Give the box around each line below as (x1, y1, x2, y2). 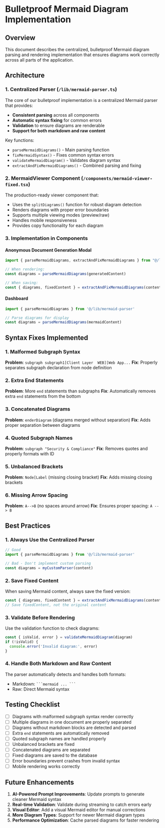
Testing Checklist (5, 701, 60, 709)
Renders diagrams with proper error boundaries (12, 207, 109, 213)
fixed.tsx (5, 182, 28, 188)
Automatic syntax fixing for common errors (12, 117, 102, 123)
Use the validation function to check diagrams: (5, 625, 100, 631)
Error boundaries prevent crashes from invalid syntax (12, 758, 120, 764)
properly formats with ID (5, 450, 55, 456)
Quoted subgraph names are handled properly (12, 735, 107, 741)
